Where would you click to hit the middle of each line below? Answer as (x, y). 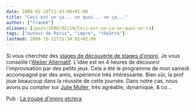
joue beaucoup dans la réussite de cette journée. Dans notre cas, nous (92, 81)
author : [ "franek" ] (30, 22)
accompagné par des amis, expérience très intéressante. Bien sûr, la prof (95, 75)
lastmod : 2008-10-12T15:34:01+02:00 (51, 39)
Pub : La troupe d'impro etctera (44, 99)
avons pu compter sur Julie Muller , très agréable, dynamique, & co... (89, 87)
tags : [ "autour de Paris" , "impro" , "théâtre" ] (66, 34)
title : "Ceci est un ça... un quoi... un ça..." (67, 17)
